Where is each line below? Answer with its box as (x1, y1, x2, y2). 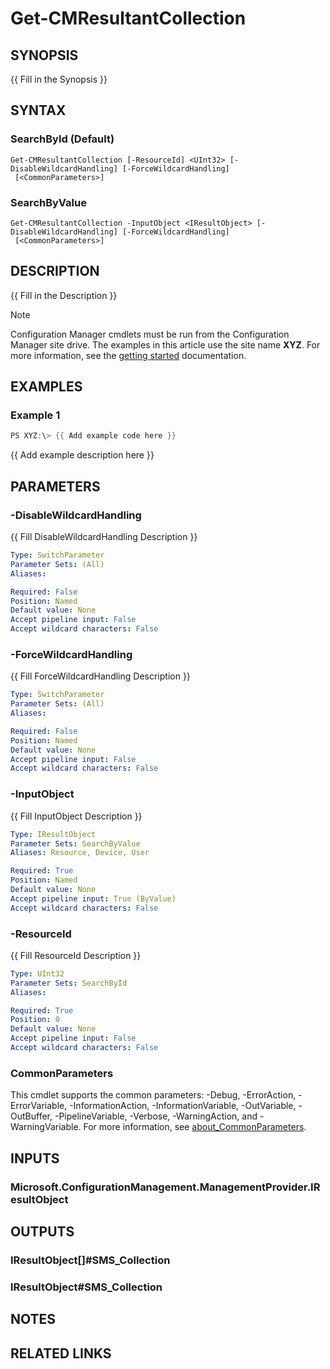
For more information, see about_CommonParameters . (83, 1121, 307, 1133)
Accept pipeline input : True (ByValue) (10, 893, 177, 904)
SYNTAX (10, 102, 67, 119)
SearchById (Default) (10, 132, 115, 146)
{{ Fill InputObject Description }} (10, 810, 143, 822)
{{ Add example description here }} (10, 449, 155, 461)
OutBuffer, (10, 1110, 53, 1122)
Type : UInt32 (10, 968, 65, 979)
